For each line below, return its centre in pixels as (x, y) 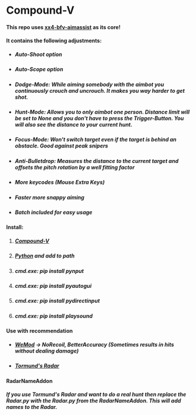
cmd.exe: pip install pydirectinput (57, 301)
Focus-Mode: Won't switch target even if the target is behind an (96, 140)
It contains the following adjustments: (54, 41)
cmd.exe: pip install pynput (49, 271)
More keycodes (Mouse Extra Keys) (60, 183)
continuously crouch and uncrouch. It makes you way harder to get (100, 90)
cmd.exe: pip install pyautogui (53, 286)
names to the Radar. (32, 407)
